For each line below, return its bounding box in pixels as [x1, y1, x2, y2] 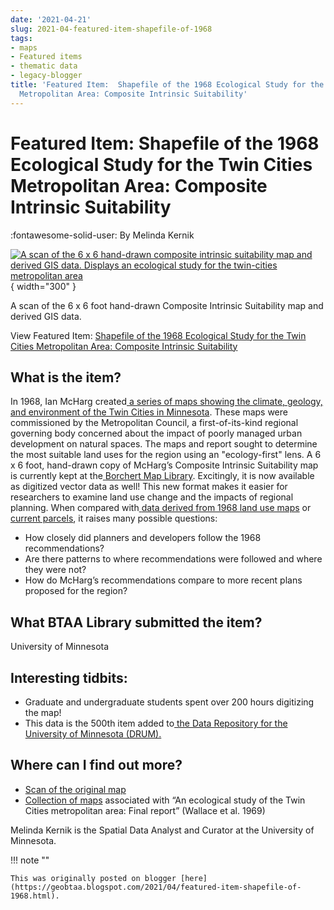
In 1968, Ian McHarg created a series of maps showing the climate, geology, [10, 396, 323, 408]
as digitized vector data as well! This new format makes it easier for [10, 481, 288, 493]
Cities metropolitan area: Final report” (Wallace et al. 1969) [24, 804, 266, 816]
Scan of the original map [24, 783, 127, 795]
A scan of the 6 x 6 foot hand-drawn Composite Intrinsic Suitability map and [10, 299, 324, 311]
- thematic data [10, 61, 78, 71]
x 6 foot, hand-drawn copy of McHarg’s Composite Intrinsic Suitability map [10, 459, 319, 471]
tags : [10, 33, 33, 43]
